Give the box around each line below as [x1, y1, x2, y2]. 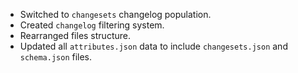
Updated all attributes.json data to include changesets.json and [19, 40, 288, 52]
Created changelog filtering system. [19, 19, 165, 31]
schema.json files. [19, 51, 93, 63]
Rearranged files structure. [19, 30, 131, 41]
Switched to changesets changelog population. [19, 9, 212, 20]
